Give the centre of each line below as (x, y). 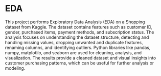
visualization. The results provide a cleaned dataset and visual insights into (80, 58)
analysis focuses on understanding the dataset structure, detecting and (77, 37)
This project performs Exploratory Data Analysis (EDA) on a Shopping (75, 22)
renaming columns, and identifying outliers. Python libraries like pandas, (78, 47)
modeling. (15, 68)
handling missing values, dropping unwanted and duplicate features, (74, 42)
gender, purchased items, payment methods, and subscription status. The (80, 32)
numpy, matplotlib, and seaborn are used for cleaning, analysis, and (73, 53)
